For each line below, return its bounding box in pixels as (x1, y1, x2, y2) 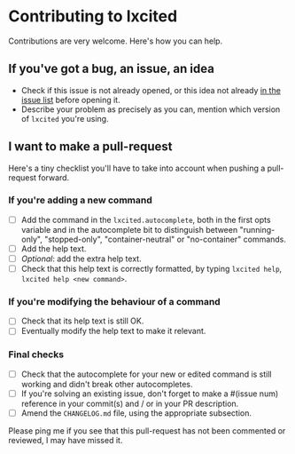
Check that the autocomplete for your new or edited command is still (20, 369, 272, 379)
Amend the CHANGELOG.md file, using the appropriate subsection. (20, 407, 252, 418)
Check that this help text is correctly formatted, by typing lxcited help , (20, 264, 283, 275)
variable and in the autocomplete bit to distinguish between (20, 224, 238, 235)
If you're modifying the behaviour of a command (8, 296, 221, 308)
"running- (239, 224, 276, 235)
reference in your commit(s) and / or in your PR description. (20, 398, 239, 409)
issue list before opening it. (20, 94, 120, 105)
